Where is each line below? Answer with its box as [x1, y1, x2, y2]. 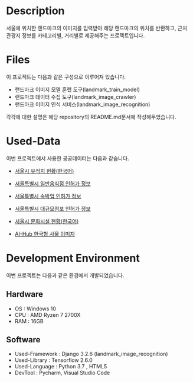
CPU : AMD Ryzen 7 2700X [14, 311, 81, 318]
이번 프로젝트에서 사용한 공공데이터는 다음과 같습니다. [6, 155, 129, 162]
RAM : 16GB [14, 317, 44, 325]
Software [6, 335, 41, 345]
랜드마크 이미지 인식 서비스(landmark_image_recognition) [14, 101, 151, 108]
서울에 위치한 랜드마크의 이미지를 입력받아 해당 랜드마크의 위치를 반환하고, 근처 [6, 24, 188, 31]
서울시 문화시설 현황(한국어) [14, 217, 79, 224]
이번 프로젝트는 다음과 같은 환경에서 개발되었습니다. [6, 271, 125, 279]
